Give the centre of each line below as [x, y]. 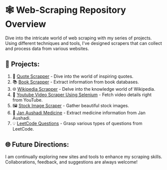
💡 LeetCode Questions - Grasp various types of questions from [78, 123]
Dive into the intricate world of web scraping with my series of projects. [79, 38]
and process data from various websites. [47, 48]
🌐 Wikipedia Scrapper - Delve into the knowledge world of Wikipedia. [84, 89]
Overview [26, 24]
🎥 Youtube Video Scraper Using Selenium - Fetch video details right [82, 94]
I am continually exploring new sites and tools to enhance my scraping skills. [84, 157]
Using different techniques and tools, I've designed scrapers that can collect [83, 43]
